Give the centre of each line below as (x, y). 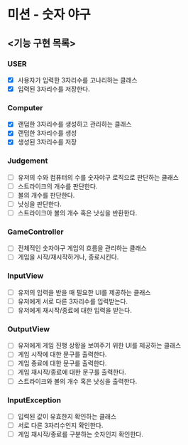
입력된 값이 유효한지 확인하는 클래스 (67, 416)
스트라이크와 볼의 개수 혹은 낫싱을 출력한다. (77, 381)
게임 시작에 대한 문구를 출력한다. (62, 354)
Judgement (28, 161)
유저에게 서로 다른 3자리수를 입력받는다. (73, 301)
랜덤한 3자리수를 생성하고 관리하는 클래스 (75, 124)
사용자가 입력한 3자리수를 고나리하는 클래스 (77, 80)
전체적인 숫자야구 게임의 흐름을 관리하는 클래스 (82, 248)
